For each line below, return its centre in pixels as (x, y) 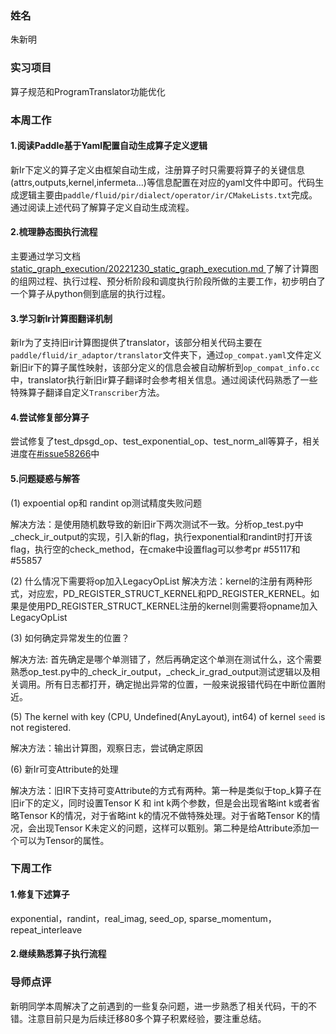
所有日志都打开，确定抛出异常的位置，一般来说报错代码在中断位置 (180, 684)
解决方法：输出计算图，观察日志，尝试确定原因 (106, 748)
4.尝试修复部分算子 (50, 417)
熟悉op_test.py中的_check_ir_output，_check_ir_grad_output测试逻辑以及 (161, 671)
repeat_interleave (46, 929)
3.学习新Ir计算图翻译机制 (61, 318)
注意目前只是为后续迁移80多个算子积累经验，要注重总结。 (147, 1018)
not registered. (41, 727)
